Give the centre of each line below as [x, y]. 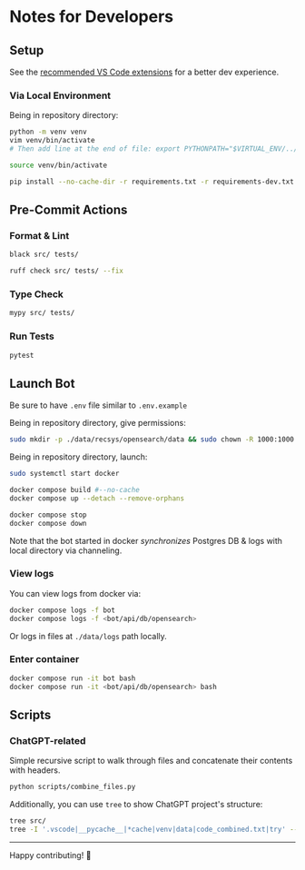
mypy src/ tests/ [42, 313]
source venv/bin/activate [58, 165]
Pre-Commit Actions [69, 210]
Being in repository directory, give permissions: [98, 423]
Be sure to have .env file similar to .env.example [98, 405]
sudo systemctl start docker [64, 474]
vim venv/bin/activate [52, 141]
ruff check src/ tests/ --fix [67, 271]
